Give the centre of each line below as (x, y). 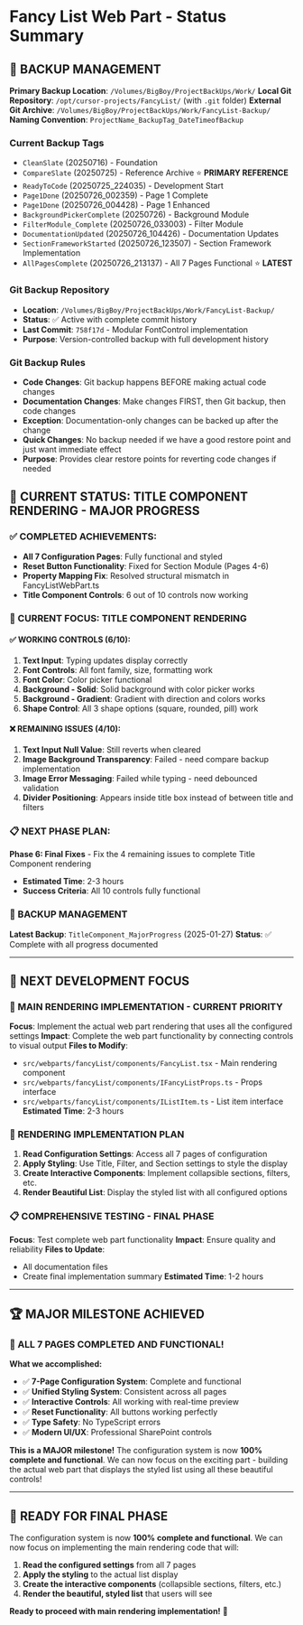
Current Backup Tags (57, 143)
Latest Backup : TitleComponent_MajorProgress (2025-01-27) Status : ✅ (141, 934)
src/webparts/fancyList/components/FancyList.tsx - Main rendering (150, 1063)
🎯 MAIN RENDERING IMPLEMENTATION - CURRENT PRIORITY (147, 1006)
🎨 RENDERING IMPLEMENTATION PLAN (97, 1135)
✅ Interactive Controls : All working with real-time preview (130, 1402)
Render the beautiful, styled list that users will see (117, 1594)
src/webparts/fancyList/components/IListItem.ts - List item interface (153, 1102)
